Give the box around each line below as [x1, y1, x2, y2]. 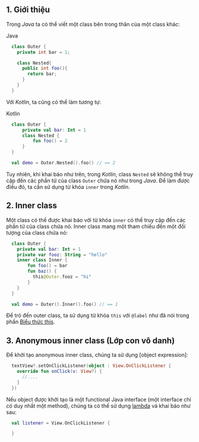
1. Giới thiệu [6, 5, 50, 15]
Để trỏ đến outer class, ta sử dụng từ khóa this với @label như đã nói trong [6, 312, 189, 319]
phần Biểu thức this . [6, 318, 55, 325]
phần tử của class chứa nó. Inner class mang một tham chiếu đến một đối [6, 223, 186, 230]
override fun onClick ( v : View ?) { [17, 369, 102, 375]
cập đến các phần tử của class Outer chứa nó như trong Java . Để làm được [6, 177, 190, 184]
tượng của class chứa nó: [6, 229, 68, 236]
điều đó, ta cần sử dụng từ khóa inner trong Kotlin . [6, 183, 131, 190]
